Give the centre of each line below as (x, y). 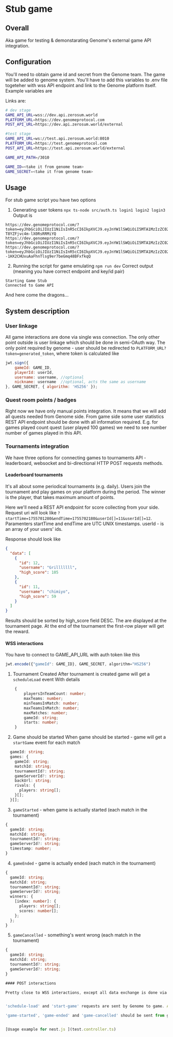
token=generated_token (30, 354)
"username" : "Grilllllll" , (48, 568)
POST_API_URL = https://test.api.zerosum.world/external (65, 148)
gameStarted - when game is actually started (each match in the (80, 809)
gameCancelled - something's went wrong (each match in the (77, 935)
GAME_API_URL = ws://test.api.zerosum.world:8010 (57, 139)
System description (38, 311)
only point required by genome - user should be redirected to (70, 348)
